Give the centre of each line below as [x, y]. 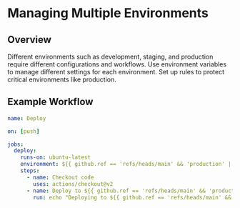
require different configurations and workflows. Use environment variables [117, 64]
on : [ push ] [24, 131]
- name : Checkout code [60, 177]
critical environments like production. [62, 79]
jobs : [15, 144]
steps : [30, 171]
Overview [30, 40]
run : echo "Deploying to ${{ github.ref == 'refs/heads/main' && [132, 197]
